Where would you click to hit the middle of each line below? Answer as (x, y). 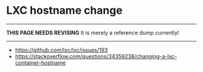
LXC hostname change (64, 10)
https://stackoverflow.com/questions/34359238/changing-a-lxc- (96, 56)
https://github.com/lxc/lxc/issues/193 (61, 50)
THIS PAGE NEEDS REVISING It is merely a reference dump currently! (93, 32)
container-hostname (40, 62)
